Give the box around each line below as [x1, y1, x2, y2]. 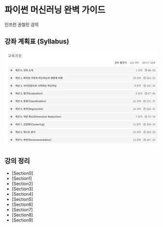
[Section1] [11, 175, 32, 181]
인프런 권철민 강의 [4, 22, 39, 27]
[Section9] [11, 217, 33, 223]
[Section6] [11, 202, 33, 207]
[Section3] [11, 186, 33, 192]
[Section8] [11, 212, 33, 218]
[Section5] [11, 196, 33, 202]
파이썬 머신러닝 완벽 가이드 [4, 4, 106, 16]
